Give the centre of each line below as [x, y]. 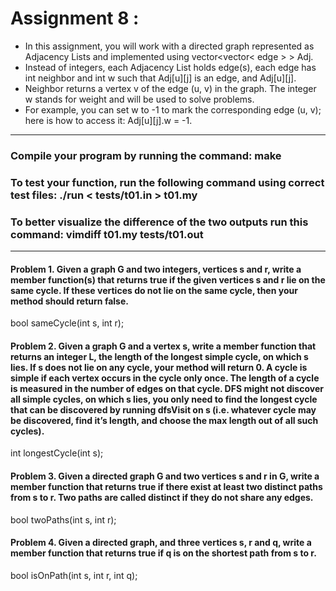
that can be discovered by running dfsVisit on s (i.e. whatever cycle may [163, 409]
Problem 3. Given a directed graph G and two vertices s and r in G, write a [165, 476]
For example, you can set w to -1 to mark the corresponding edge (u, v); [173, 109]
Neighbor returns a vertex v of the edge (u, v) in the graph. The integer [170, 88]
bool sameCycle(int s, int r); [67, 323]
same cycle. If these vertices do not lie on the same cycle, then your [154, 290]
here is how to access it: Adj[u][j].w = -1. [108, 120]
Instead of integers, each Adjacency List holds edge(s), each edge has [170, 67]
